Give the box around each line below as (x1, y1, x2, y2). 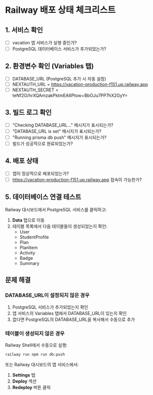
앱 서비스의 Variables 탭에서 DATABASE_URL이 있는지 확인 (12, 310, 127, 316)
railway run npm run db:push (5, 352, 65, 357)
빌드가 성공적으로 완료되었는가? (12, 141, 73, 147)
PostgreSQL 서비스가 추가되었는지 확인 (12, 304, 88, 310)
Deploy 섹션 (12, 378, 37, 384)
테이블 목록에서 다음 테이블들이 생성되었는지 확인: (12, 223, 108, 229)
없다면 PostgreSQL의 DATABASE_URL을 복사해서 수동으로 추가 (12, 316, 135, 322)
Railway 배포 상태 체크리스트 (5, 4, 116, 16)
